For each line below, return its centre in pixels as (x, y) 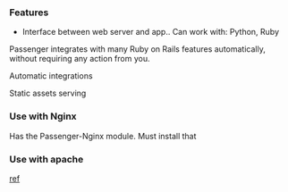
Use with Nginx (43, 116)
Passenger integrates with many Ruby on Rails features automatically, (137, 49)
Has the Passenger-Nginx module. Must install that (103, 136)
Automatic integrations (51, 76)
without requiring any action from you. (80, 59)
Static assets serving (48, 93)
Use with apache (47, 159)
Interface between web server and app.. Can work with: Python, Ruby (151, 32)
